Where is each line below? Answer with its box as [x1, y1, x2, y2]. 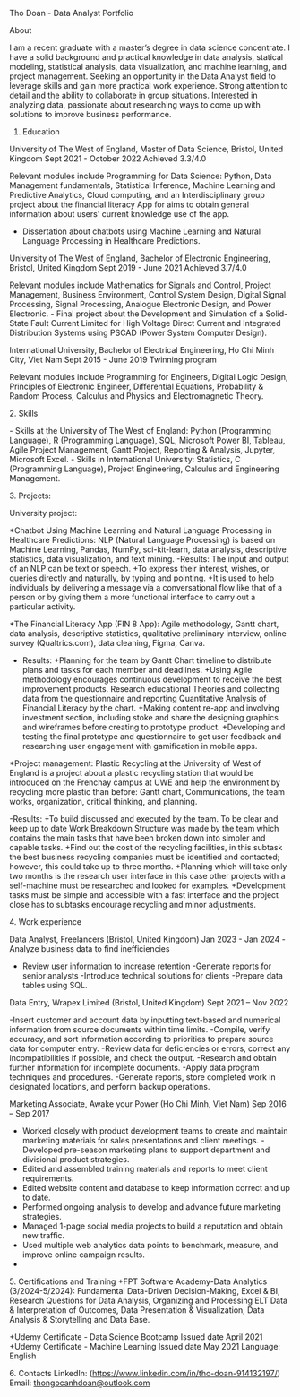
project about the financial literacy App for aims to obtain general [9, 199, 249, 210]
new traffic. [21, 1230, 65, 1240]
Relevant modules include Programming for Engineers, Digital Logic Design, [9, 372, 288, 382]
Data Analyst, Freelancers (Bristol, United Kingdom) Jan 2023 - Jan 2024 [9, 934, 280, 944]
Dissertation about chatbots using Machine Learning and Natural [21, 226, 261, 237]
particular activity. [9, 601, 76, 612]
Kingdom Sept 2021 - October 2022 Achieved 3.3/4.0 [9, 153, 207, 164]
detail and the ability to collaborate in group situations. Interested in [9, 90, 258, 100]
